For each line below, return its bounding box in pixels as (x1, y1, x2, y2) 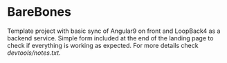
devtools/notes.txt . (7, 49, 61, 57)
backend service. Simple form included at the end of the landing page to (7, 34, 214, 42)
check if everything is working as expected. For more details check (7, 41, 199, 49)
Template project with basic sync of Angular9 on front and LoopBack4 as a (7, 27, 221, 35)
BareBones (7, 4, 71, 20)
